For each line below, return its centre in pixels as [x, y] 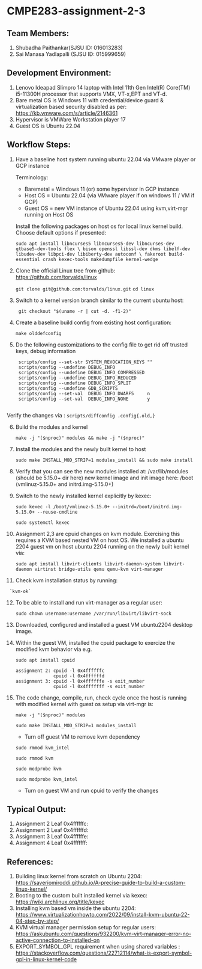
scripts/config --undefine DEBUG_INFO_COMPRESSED [82, 372]
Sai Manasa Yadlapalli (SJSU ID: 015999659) [71, 54]
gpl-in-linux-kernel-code [46, 959]
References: [30, 862]
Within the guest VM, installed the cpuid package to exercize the [95, 642]
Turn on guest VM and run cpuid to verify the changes [91, 790]
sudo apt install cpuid [45, 660]
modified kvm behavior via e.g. [54, 649]
